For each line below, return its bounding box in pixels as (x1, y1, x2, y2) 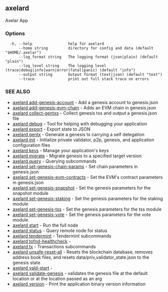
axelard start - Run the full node (12, 222, 79, 228)
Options (5, 30, 25, 37)
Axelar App (5, 17, 29, 23)
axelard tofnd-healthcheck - (12, 238, 71, 244)
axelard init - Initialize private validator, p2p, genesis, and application (12, 137, 154, 143)
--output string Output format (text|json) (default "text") (18, 72, 163, 77)
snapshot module (12, 190, 49, 197)
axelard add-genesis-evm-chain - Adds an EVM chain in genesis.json (12, 105, 156, 111)
